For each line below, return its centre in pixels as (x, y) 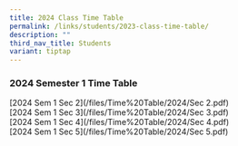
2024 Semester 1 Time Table (74, 83)
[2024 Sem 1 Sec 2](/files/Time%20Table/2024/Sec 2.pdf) (119, 103)
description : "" (40, 34)
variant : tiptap (40, 52)
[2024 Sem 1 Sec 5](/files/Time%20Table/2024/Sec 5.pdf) (119, 131)
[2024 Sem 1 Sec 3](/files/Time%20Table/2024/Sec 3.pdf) (119, 112)
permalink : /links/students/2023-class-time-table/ (109, 26)
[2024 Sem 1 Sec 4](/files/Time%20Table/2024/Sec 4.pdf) (119, 122)
